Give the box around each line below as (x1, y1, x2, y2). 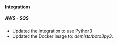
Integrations (5, 4, 31, 10)
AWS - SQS (5, 15, 29, 21)
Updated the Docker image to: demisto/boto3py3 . (12, 33, 113, 39)
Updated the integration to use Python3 (12, 28, 92, 34)
